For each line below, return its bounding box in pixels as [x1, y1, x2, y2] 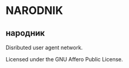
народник [5, 28, 45, 38]
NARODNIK [5, 4, 63, 18]
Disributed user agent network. [5, 44, 83, 51]
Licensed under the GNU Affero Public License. [5, 56, 124, 63]
